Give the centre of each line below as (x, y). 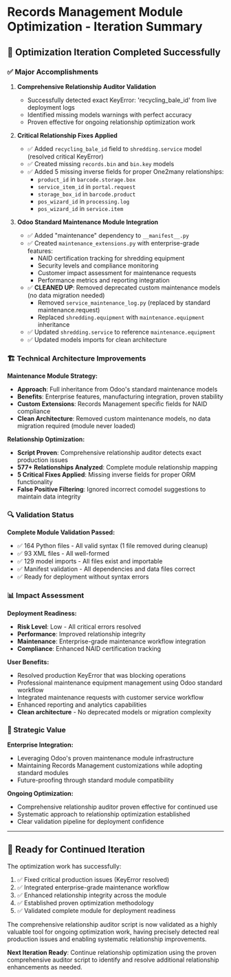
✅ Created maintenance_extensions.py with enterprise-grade (113, 243)
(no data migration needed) (66, 295)
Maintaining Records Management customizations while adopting (110, 765)
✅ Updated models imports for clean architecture (97, 339)
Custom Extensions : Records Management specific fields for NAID (112, 404)
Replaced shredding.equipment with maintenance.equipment (121, 317)
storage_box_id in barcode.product (87, 194)
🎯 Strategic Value (37, 729)
